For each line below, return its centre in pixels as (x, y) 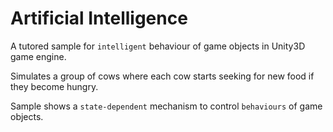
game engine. (38, 56)
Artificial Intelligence (99, 18)
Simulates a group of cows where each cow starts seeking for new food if (162, 76)
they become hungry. (54, 86)
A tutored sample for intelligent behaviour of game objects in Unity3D (158, 46)
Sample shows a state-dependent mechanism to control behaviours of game (166, 106)
